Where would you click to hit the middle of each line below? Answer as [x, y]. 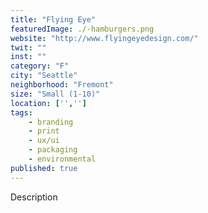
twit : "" [28, 47]
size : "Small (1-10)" [55, 94]
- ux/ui [44, 141]
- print [44, 131]
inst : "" [28, 57]
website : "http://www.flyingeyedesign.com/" [104, 38]
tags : [21, 112]
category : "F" [40, 66]
